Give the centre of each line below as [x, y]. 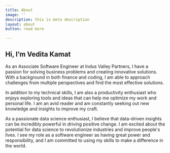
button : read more [25, 29]
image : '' [16, 15]
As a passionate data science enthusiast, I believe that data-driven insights [83, 118]
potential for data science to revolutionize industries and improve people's [83, 129]
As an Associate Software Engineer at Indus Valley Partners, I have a [77, 66]
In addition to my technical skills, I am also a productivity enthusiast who [81, 92]
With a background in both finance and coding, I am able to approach [78, 77]
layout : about [20, 24]
